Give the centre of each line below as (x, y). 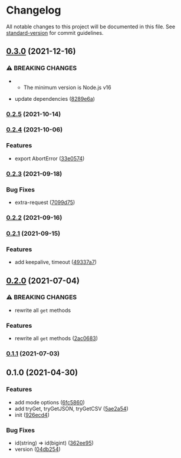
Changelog (34, 10)
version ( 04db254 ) (37, 449)
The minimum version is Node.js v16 (67, 87)
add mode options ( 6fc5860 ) (50, 402)
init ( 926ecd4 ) (32, 415)
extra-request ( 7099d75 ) (45, 202)
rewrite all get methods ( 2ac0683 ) (56, 338)
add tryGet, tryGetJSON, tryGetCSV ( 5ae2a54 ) (71, 408)
